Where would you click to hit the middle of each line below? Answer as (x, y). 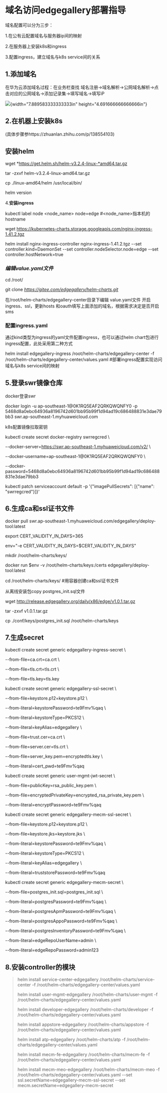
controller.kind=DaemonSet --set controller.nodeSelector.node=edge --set (82, 249)
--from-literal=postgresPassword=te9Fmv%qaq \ (56, 902)
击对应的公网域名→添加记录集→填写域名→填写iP (55, 93)
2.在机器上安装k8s (34, 121)
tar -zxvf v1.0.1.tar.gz (27, 611)
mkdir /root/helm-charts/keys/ (36, 555)
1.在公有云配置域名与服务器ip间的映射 (44, 35)
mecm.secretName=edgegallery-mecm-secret (65, 1085)
